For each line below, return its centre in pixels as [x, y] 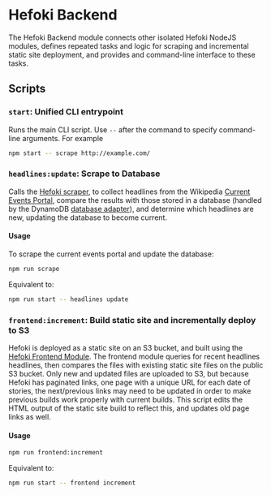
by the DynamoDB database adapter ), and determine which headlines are [131, 209]
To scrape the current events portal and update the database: [111, 254]
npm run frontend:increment [56, 453]
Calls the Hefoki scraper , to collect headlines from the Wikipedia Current [129, 192]
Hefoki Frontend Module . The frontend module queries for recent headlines [134, 357]
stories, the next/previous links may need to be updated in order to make [130, 391]
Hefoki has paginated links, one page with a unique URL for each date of [130, 382]
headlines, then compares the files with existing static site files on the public [136, 365]
